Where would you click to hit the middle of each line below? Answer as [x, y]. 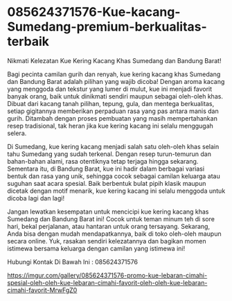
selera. [17, 133]
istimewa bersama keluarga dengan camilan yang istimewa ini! [96, 248]
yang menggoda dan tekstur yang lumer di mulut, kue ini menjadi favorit [110, 89]
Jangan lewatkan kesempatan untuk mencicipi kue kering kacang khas [108, 212]
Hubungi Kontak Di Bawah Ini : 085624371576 [73, 261]
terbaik [28, 42]
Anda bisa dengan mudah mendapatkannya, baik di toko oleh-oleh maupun [114, 234]
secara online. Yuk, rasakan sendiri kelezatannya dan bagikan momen [107, 241]
